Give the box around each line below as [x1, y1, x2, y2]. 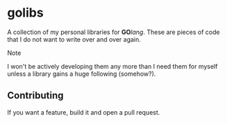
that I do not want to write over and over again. [7, 35, 141, 43]
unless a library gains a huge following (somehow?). [7, 69, 156, 78]
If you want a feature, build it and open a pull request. [7, 108, 160, 116]
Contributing [7, 90, 64, 101]
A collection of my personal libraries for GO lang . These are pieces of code [7, 28, 220, 36]
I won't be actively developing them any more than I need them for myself [7, 62, 218, 70]
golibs [7, 5, 44, 21]
